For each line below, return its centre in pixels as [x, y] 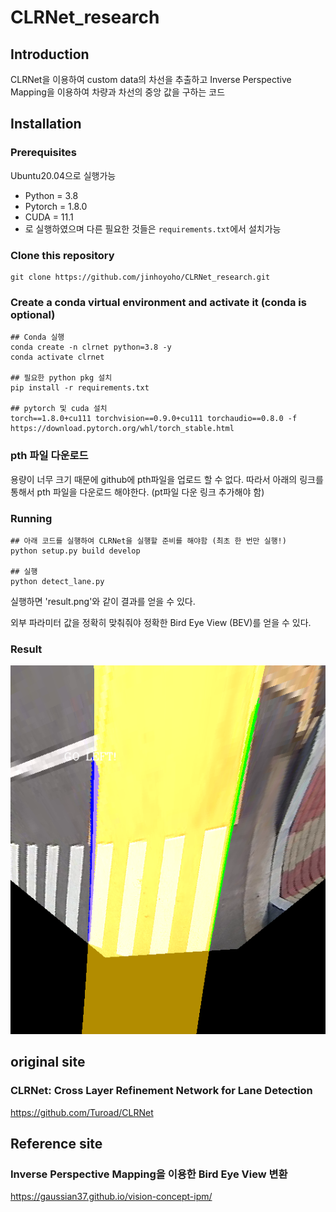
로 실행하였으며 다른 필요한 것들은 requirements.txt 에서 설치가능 [153, 228]
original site [48, 1062]
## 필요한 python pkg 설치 [61, 378]
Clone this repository [62, 255]
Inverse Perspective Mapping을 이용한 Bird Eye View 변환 [149, 1174]
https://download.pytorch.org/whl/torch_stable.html [122, 429]
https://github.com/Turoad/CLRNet [82, 1112]
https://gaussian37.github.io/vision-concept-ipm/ [111, 1197]
